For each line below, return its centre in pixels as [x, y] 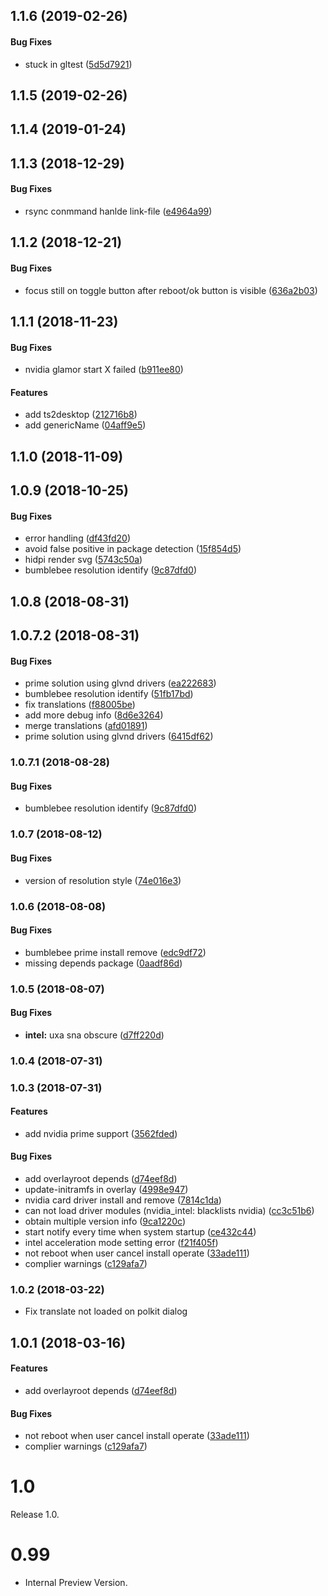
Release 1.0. [35, 1515]
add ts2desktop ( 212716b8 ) [81, 415]
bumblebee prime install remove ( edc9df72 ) [115, 952]
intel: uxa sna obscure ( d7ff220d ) [94, 1035]
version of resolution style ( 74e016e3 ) [103, 880]
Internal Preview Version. [76, 1583]
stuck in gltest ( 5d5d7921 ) [78, 64]
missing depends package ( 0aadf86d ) [103, 963]
